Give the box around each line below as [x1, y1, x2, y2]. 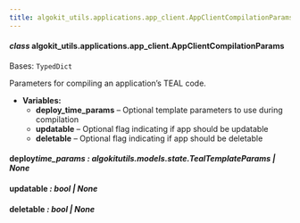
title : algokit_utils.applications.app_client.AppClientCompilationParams [9, 12, 294, 22]
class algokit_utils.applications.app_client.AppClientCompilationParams [9, 41, 285, 52]
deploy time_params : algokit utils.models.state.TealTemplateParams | [9, 153, 276, 164]
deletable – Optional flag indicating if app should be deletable [35, 133, 263, 144]
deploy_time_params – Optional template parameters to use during [35, 104, 283, 115]
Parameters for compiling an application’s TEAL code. [9, 78, 207, 88]
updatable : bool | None [9, 184, 98, 194]
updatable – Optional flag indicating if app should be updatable [35, 123, 269, 134]
